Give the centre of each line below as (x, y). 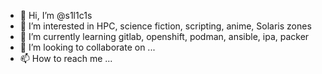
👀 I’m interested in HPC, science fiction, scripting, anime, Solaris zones (165, 26)
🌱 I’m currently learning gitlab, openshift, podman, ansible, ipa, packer (164, 36)
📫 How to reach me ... (66, 58)
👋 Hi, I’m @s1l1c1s (56, 15)
